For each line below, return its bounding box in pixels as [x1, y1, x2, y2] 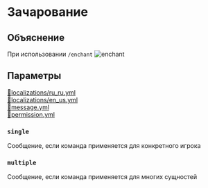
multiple [7, 159, 37, 167]
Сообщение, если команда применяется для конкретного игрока [7, 142, 201, 150]
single [7, 127, 30, 135]
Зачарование [7, 4, 89, 20]
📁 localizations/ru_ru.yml [7, 88, 76, 97]
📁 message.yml [7, 103, 50, 111]
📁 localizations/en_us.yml [7, 95, 78, 104]
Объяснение [7, 32, 64, 44]
